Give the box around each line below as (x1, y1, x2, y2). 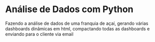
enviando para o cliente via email (5, 31, 74, 37)
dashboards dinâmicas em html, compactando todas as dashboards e (5, 25, 150, 31)
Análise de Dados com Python (5, 4, 133, 15)
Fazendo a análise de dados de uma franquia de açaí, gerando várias (5, 20, 148, 26)
